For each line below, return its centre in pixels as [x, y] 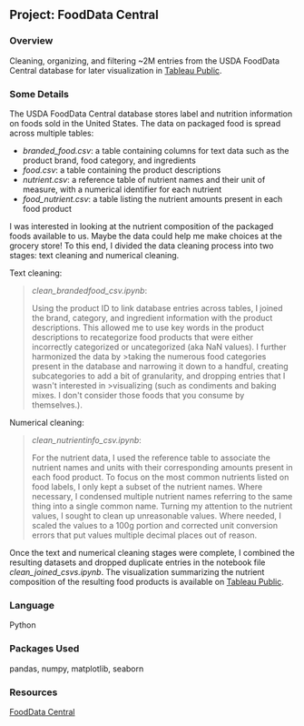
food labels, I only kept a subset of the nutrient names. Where [147, 487]
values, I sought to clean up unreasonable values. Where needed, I [156, 515]
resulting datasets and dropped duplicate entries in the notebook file [137, 562]
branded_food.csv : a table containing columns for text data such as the [156, 150]
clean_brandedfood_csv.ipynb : [89, 290]
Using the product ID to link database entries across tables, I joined [157, 308]
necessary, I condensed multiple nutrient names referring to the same [162, 496]
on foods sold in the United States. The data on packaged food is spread [145, 123]
